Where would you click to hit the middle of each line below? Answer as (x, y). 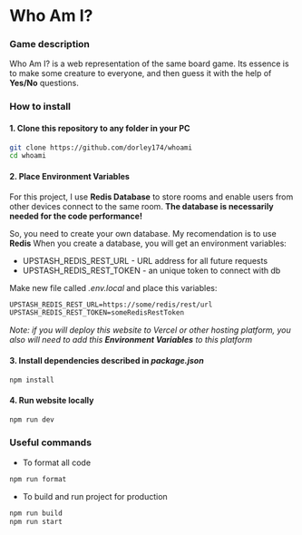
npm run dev (32, 419)
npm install (32, 380)
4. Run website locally (52, 400)
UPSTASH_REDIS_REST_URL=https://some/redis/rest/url (111, 305)
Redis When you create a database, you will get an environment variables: (148, 243)
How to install (40, 107)
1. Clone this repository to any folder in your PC (100, 128)
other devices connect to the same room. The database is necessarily (141, 206)
